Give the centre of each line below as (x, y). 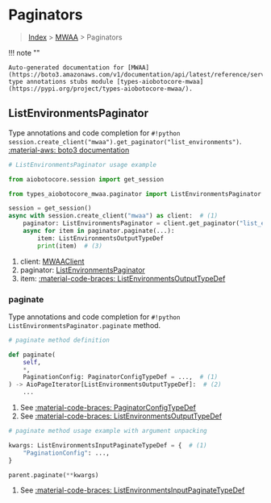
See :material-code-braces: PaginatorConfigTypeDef (108, 408)
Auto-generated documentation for (67, 67)
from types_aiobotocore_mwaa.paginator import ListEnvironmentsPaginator (135, 194)
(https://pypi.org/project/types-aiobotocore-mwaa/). (101, 89)
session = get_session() (50, 208)
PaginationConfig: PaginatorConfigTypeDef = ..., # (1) (121, 377)
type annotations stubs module (61, 81)
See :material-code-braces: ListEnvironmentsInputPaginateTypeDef (132, 490)
